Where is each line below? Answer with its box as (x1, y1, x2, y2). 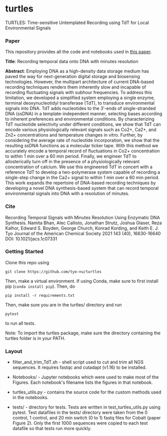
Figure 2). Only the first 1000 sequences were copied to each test (12, 420, 148, 426)
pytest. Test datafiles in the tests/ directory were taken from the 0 (12, 409, 148, 415)
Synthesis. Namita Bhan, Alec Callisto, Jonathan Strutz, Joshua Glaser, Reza (5, 220, 162, 226)
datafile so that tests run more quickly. (12, 425, 91, 431)
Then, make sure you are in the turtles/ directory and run (5, 301, 122, 308)
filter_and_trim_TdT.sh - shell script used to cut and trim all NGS (12, 359, 144, 365)
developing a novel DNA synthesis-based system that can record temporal (5, 185, 159, 191)
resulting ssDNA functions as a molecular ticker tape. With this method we (5, 143, 158, 149)
